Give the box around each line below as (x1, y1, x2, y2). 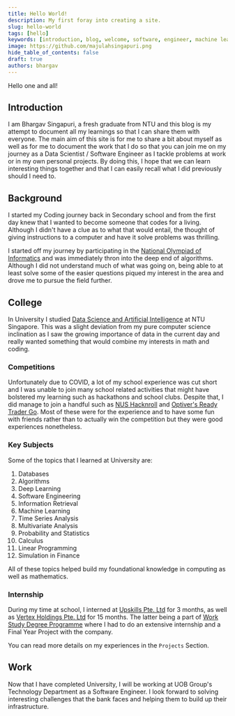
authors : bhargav (8, 62, 59, 69)
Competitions (8, 362, 55, 372)
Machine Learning (17, 506, 70, 515)
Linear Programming (17, 543, 77, 552)
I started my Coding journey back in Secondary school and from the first (8, 211, 216, 219)
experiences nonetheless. (8, 423, 82, 431)
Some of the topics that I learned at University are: (8, 455, 153, 465)
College (8, 296, 43, 308)
